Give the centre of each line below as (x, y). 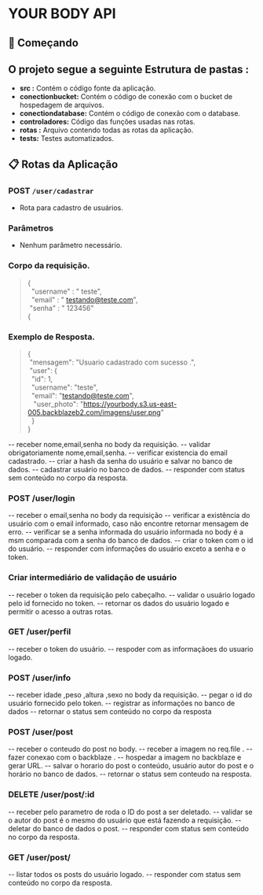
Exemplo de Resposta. (52, 337)
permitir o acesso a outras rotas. (61, 612)
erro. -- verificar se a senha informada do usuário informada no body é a (126, 532)
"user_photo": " (58, 404)
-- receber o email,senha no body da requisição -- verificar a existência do (129, 516)
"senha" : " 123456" (62, 308)
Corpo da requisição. (49, 266)
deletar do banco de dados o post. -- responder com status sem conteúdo (129, 828)
